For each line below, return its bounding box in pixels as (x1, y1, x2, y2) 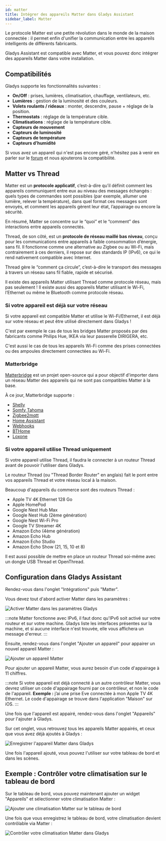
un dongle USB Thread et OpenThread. (5, 559, 85, 565)
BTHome (12, 428, 31, 434)
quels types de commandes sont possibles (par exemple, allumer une (5, 193, 147, 199)
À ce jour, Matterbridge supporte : (5, 392, 75, 398)
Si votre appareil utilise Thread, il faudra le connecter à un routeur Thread (5, 457, 155, 463)
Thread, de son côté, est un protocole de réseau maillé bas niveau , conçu (5, 234, 158, 239)
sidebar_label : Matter (5, 16, 52, 21)
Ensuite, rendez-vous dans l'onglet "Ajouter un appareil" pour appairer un (5, 641, 155, 647)
